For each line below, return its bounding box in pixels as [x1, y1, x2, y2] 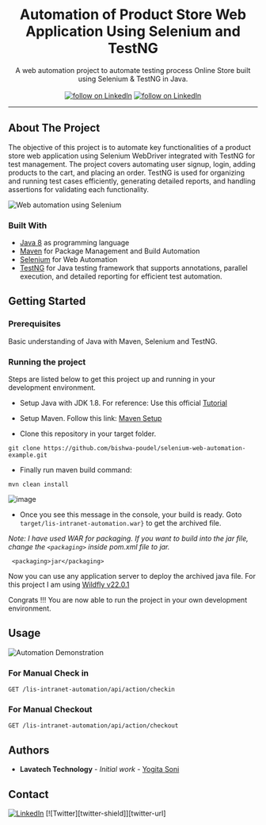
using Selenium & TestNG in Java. [78, 74, 188, 83]
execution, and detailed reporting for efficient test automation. [19, 272, 223, 281]
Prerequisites [8, 318, 61, 330]
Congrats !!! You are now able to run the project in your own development [8, 596, 248, 605]
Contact [8, 788, 49, 801]
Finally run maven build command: [19, 465, 132, 475]
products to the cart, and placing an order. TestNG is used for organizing [8, 168, 245, 177]
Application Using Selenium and [25, 22, 241, 40]
